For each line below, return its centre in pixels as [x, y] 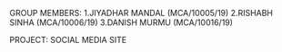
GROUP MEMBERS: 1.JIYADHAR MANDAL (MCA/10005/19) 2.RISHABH [141, 13]
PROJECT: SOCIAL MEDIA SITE [68, 40]
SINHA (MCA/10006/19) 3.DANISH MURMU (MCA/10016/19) [121, 22]
